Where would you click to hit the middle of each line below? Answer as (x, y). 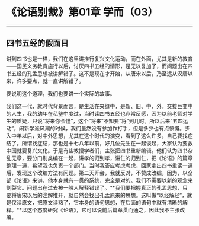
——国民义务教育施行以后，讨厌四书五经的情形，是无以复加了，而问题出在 (97, 66)
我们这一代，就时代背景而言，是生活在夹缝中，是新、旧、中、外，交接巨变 (97, 106)
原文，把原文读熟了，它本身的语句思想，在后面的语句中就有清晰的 (102, 202)
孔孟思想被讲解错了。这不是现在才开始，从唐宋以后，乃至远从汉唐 (107, 73)
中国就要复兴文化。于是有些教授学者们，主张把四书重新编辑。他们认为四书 (97, 150)
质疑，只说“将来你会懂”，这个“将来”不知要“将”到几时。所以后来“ (94, 121)
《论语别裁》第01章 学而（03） (82, 12)
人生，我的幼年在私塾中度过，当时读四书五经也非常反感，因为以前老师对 (99, 113)
